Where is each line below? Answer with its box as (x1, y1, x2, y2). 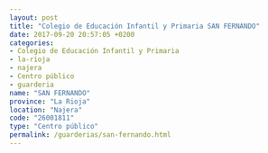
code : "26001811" (9, 113, 75, 122)
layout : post (9, 13, 59, 22)
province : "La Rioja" (9, 96, 91, 106)
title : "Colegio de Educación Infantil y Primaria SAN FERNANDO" (9, 22, 260, 31)
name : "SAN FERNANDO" (9, 88, 91, 97)
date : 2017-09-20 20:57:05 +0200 (9, 30, 135, 39)
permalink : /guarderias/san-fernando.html (9, 130, 171, 139)
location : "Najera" (9, 105, 83, 114)
